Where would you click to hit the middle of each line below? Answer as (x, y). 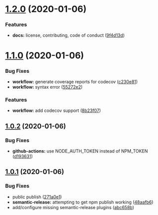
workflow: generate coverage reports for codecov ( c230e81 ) (75, 81)
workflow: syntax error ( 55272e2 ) (47, 87)
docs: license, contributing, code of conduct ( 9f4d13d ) (69, 35)
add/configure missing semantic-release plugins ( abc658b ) (73, 207)
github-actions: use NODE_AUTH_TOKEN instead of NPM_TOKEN (80, 151)
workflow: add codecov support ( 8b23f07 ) (56, 110)
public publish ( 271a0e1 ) (37, 197)
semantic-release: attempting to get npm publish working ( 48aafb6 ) (83, 202)
